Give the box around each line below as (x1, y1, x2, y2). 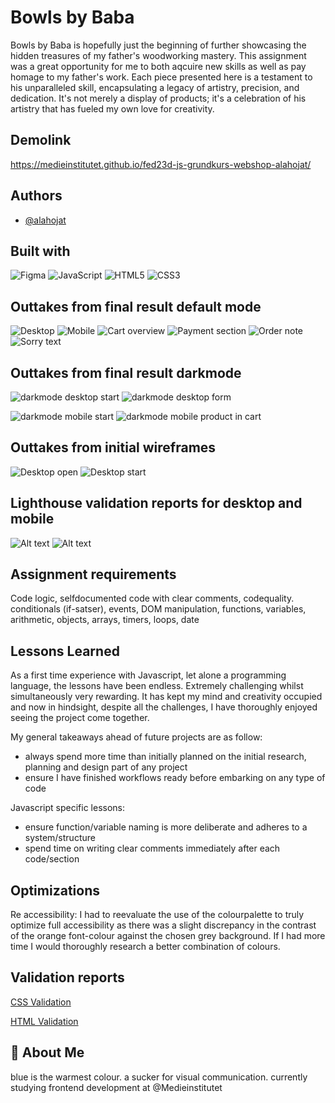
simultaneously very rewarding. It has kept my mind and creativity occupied (10, 691, 323, 703)
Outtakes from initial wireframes (10, 439, 217, 456)
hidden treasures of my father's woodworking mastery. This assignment (10, 49, 307, 61)
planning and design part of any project (24, 761, 188, 773)
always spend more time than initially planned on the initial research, (24, 751, 307, 763)
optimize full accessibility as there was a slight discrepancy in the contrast (10, 919, 317, 931)
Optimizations (10, 882, 100, 899)
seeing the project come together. (10, 712, 150, 724)
